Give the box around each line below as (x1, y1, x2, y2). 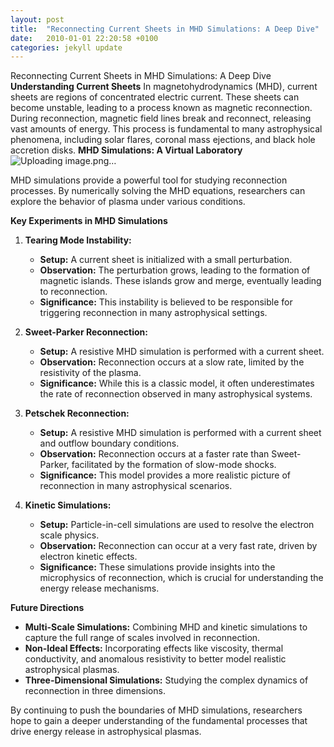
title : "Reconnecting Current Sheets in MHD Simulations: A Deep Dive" (10, 24, 320, 34)
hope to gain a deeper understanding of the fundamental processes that (10, 715, 308, 727)
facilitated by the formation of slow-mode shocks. (71, 459, 277, 471)
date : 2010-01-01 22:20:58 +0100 (10, 33, 159, 43)
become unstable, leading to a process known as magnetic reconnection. (10, 102, 313, 114)
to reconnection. (39, 286, 108, 298)
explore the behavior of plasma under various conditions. (10, 196, 246, 208)
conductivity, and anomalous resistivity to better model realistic (24, 653, 287, 665)
